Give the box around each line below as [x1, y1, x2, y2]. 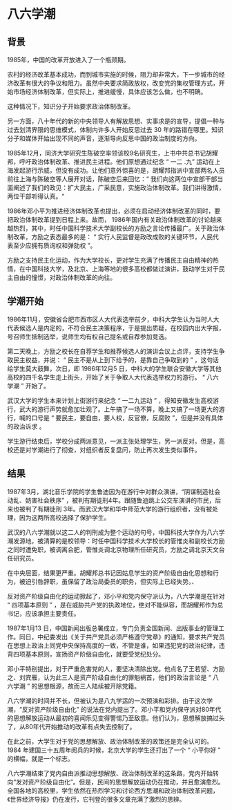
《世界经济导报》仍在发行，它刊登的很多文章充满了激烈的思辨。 [7, 795, 186, 803]
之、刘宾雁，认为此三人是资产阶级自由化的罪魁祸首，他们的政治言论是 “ [7, 673, 212, 681]
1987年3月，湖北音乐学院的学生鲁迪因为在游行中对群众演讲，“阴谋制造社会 [7, 487, 221, 496]
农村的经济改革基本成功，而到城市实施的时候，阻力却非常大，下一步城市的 [7, 70, 219, 78]
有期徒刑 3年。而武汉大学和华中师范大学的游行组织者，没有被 [37, 505, 213, 513]
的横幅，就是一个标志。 [7, 754, 74, 762]
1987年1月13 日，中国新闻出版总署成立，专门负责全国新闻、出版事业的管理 [7, 623, 219, 632]
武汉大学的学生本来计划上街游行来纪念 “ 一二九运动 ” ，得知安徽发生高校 [7, 396, 213, 404]
